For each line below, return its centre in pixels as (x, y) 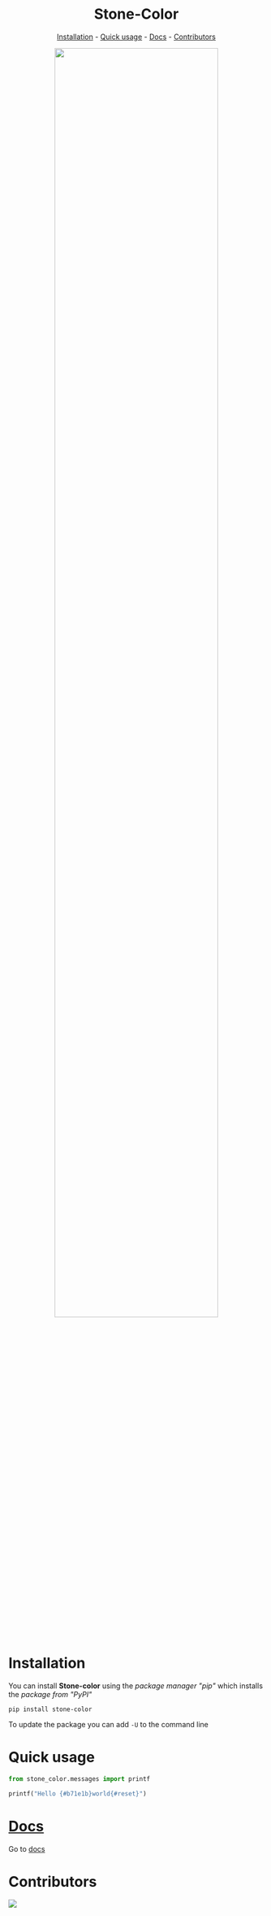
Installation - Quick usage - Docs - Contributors (136, 37)
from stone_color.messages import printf (80, 1779)
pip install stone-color (50, 1709)
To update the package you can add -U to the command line (108, 1724)
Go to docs (27, 1848)
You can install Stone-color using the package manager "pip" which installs (136, 1686)
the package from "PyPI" (50, 1694)
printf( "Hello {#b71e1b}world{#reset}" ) (78, 1794)
